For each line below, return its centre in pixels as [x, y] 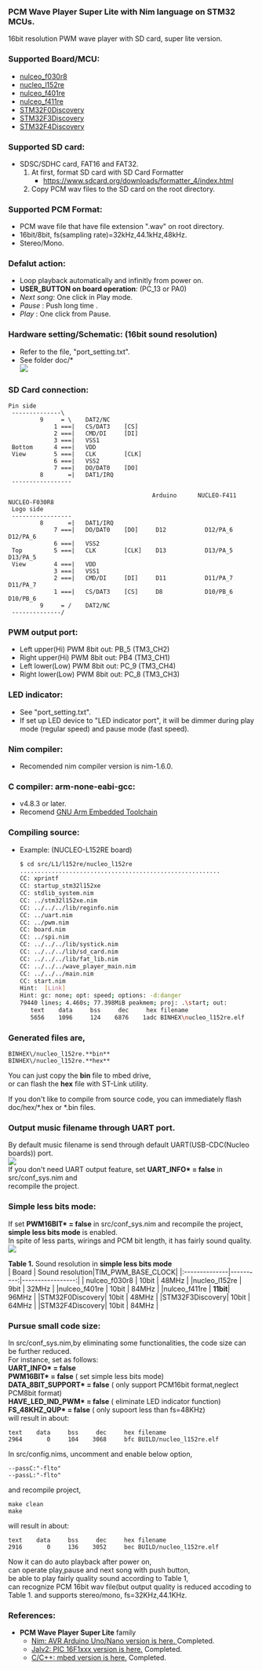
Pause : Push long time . [58, 306]
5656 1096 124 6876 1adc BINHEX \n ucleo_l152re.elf [137, 1017]
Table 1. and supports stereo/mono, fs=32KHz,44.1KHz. [98, 1595]
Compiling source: [44, 832]
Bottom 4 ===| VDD [54, 448]
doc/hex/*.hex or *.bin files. [52, 1108]
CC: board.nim [42, 930]
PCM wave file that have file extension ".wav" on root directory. [122, 227]
